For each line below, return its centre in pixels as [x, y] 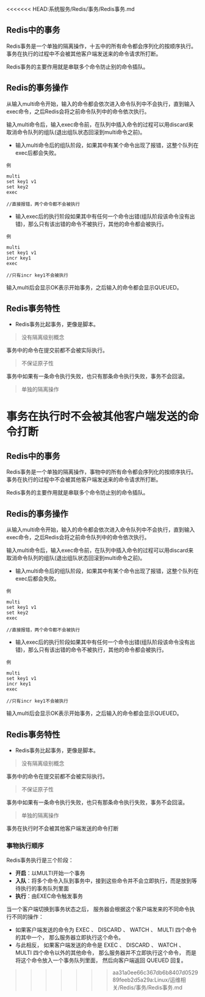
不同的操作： [27, 917]
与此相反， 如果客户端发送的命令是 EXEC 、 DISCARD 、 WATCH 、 [100, 945]
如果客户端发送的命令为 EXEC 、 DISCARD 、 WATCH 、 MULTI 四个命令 [106, 930]
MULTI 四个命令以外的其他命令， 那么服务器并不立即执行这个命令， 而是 [106, 953]
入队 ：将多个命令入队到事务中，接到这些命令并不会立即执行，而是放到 [103, 881]
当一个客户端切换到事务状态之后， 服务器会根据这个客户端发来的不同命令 [98, 909]
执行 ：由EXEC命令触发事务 [49, 896]
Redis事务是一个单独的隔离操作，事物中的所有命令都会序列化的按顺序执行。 [102, 472]
